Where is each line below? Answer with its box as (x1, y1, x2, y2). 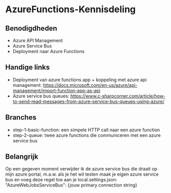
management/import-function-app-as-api (12, 87, 101, 93)
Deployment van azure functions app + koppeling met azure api (12, 77, 147, 83)
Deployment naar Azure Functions (12, 49, 85, 54)
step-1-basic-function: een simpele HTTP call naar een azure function (12, 127, 160, 133)
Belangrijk (5, 152, 38, 161)
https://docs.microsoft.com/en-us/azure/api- (43, 82, 138, 88)
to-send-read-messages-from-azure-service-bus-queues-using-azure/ (12, 98, 164, 104)
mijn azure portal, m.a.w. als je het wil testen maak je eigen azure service (5, 171, 159, 177)
